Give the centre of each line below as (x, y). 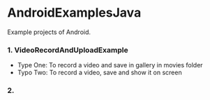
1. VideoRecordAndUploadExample (68, 50)
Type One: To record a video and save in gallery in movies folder (110, 65)
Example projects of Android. (49, 32)
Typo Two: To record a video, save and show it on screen (100, 73)
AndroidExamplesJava (74, 13)
